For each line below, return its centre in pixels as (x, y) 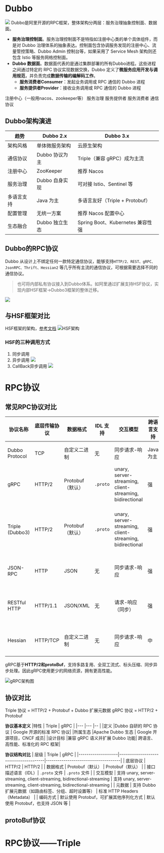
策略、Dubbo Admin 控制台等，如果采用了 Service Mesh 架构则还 (91, 51)
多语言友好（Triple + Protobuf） (114, 200)
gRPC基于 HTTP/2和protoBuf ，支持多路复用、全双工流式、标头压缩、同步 (79, 664)
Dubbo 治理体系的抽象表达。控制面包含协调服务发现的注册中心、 (87, 45)
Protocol (17, 456)
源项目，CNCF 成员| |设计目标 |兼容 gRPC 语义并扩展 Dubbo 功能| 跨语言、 (80, 738)
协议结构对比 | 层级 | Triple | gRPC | (41, 754)
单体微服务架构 (54, 145)
